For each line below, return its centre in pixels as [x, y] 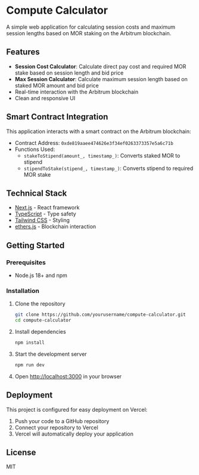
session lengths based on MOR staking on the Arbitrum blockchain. [89, 33]
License [21, 453]
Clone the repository [40, 304]
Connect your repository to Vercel [56, 427]
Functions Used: [35, 149]
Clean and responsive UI [45, 98]
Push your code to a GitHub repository [62, 421]
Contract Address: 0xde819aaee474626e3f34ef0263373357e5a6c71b [94, 143]
